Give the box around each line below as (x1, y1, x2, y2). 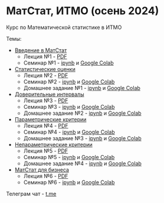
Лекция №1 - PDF (23, 53, 67, 60)
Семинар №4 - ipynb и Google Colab (23, 128, 115, 136)
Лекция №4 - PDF (23, 122, 69, 129)
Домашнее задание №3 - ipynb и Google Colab (23, 134, 142, 141)
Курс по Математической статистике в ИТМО (6, 24, 122, 31)
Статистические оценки (14, 65, 76, 72)
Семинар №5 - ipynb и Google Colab (23, 153, 115, 160)
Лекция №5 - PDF (23, 147, 68, 154)
